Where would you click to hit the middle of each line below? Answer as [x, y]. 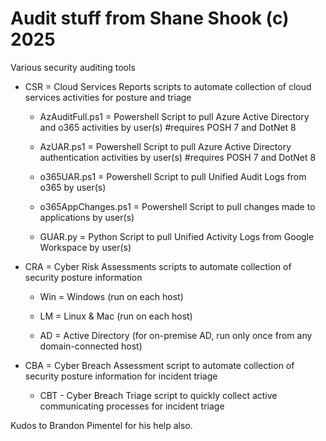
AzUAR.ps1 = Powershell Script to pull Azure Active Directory [165, 146]
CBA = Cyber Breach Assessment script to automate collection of [159, 365]
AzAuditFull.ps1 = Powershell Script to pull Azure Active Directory [174, 116]
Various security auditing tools [73, 67]
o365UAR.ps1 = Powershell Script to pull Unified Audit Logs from [173, 176]
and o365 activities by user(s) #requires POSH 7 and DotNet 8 [168, 127]
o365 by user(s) [73, 187]
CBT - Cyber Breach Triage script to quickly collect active [158, 395]
